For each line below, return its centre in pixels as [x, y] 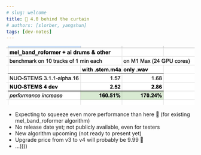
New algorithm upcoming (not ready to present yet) [78, 133]
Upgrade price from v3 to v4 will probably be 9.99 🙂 [79, 139]
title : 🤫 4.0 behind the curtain [48, 19]
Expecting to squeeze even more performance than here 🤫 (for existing [102, 114]
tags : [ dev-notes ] [29, 32]
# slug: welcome [26, 13]
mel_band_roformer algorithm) [52, 120]
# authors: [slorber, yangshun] [46, 25]
